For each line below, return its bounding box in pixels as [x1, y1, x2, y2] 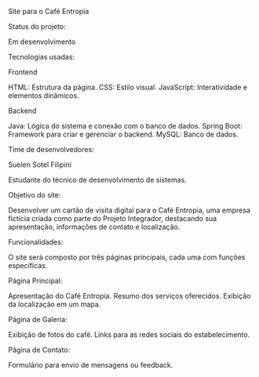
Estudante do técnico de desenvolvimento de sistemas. [8, 176, 187, 184]
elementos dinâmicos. [8, 91, 80, 100]
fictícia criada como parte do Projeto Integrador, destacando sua [8, 214, 217, 223]
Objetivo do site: [8, 190, 61, 199]
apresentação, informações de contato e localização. [8, 223, 181, 231]
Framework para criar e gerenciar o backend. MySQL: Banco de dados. [8, 129, 239, 139]
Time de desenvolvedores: [8, 145, 94, 154]
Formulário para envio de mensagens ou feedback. [8, 361, 173, 369]
